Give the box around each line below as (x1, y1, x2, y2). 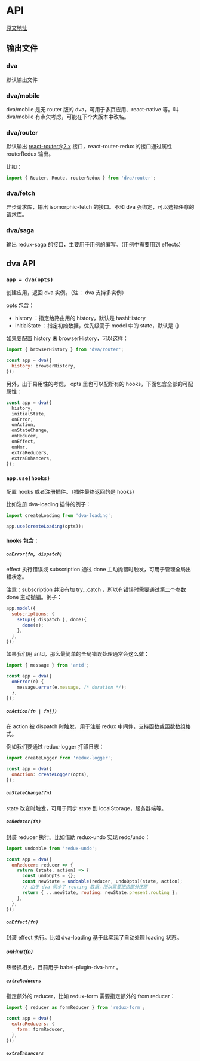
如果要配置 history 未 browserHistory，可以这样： (6, 335, 128, 342)
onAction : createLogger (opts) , (11, 771, 90, 778)
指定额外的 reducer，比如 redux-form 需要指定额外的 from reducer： (6, 993, 176, 1000)
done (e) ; (21, 622, 44, 628)
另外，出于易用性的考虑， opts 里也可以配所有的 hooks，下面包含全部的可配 (6, 380, 193, 387)
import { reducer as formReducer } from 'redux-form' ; (6, 1005, 146, 1011)
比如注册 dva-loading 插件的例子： (6, 500, 91, 507)
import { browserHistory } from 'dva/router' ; (6, 346, 124, 353)
